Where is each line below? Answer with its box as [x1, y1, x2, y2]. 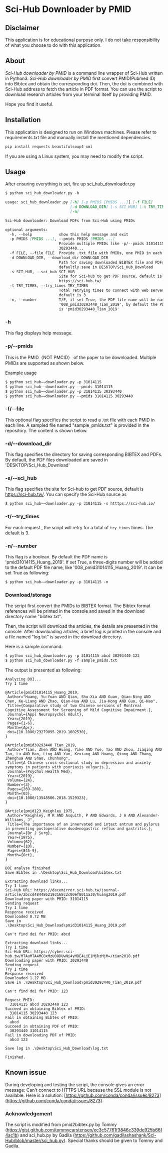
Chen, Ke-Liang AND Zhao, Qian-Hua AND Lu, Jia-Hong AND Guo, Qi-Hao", [5, 699, 157, 704]
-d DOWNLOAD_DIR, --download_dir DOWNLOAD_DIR [9, 255, 108, 260]
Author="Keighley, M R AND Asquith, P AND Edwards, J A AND [7, 813, 135, 818]
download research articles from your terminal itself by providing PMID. [5, 91, 152, 97]
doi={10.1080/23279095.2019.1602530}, [7, 729, 88, 734]
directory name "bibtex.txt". [5, 614, 62, 620]
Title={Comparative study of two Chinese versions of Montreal [7, 703, 142, 708]
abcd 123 [9, 1037, 28, 1042]
